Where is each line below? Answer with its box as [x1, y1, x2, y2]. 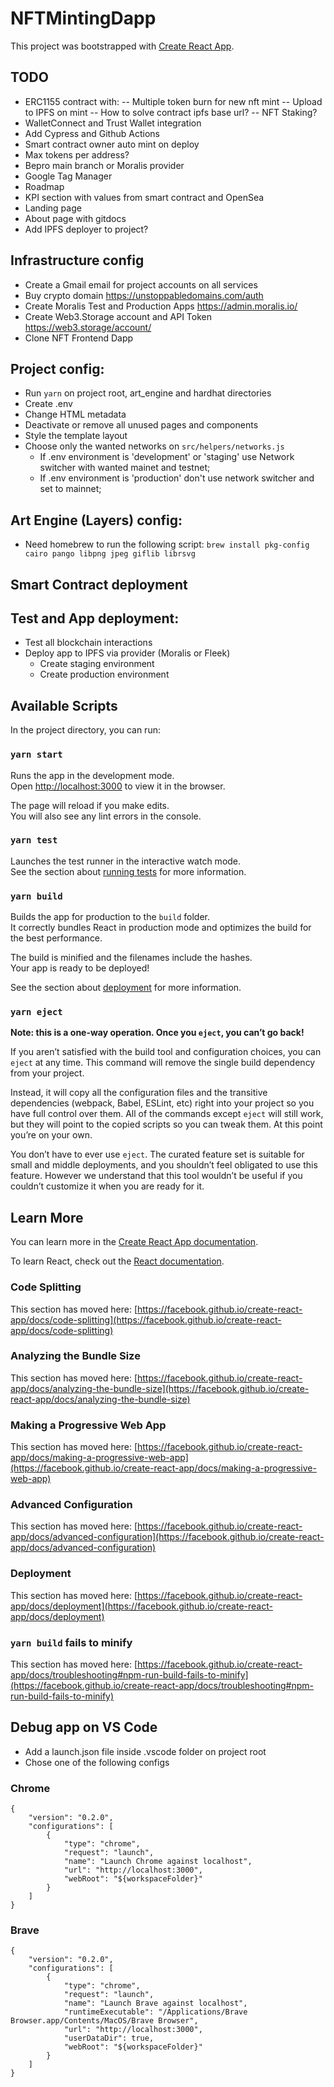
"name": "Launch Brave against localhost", [63, 1998, 248, 2009]
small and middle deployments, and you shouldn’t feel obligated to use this [10, 1159, 318, 1171]
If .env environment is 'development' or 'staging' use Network [39, 451, 295, 463]
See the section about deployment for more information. [10, 982, 242, 994]
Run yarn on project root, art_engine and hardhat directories [24, 387, 272, 399]
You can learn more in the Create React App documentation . [10, 1236, 259, 1248]
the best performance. [10, 932, 103, 944]
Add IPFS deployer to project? [24, 223, 149, 235]
